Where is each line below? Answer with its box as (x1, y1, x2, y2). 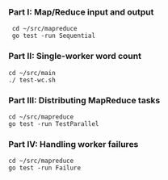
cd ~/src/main (8, 69, 57, 77)
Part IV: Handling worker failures (8, 138, 139, 149)
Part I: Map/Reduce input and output (8, 6, 154, 18)
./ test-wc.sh (8, 76, 57, 84)
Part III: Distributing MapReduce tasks (8, 94, 161, 106)
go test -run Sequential (11, 31, 95, 40)
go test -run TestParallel (8, 119, 99, 128)
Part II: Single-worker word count (8, 51, 141, 62)
